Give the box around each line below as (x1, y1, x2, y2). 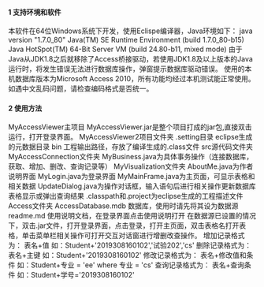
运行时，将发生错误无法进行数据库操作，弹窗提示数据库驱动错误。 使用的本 (8, 64, 252, 74)
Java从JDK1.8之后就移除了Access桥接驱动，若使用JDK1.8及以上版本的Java (8, 54, 254, 64)
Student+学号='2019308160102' (30, 270, 136, 280)
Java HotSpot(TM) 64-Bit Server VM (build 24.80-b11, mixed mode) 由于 (8, 44, 243, 54)
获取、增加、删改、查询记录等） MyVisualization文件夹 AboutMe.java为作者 (8, 162, 254, 171)
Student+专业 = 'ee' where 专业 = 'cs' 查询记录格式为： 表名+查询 (30, 260, 245, 270)
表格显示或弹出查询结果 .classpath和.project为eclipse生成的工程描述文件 (8, 192, 244, 201)
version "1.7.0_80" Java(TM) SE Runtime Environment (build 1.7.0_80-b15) (8, 35, 244, 45)
